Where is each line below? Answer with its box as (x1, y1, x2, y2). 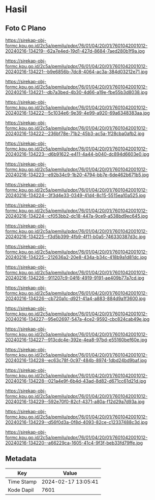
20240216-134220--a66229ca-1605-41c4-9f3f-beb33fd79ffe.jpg (5, 440, 143, 446)
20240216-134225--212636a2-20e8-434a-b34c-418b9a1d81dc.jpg (5, 254, 147, 260)
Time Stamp (8, 478, 37, 485)
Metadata (5, 454, 37, 463)
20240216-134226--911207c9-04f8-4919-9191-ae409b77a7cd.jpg (5, 275, 145, 281)
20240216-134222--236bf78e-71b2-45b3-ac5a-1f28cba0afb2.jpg (5, 130, 145, 137)
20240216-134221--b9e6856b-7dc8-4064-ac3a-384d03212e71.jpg (5, 69, 148, 75)
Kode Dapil (8, 486, 34, 493)
